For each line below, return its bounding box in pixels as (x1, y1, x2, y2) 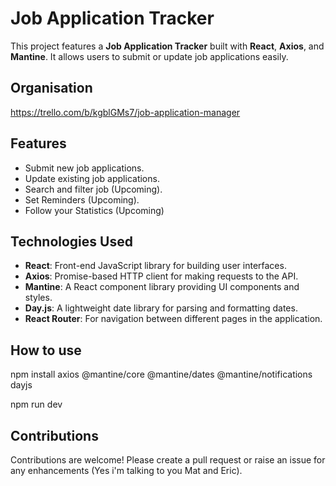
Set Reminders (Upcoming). (24, 193, 140, 206)
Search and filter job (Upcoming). (24, 183, 163, 195)
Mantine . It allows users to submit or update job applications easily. (10, 50, 289, 62)
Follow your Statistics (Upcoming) (24, 204, 165, 216)
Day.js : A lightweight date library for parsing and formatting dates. (24, 302, 298, 314)
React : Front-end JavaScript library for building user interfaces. (24, 260, 287, 272)
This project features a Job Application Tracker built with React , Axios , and (10, 40, 325, 52)
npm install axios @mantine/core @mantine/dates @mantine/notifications (10, 368, 313, 381)
